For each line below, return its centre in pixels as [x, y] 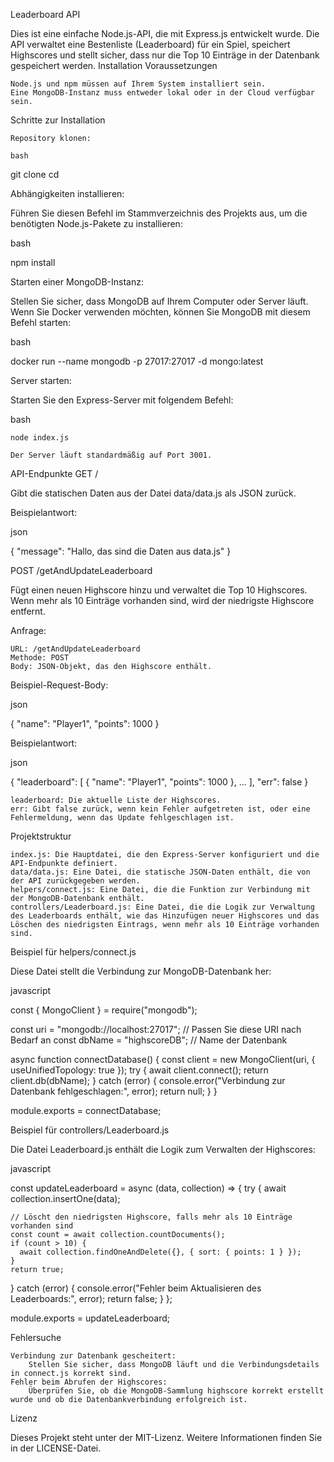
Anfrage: [28, 630]
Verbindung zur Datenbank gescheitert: [93, 1356]
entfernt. [28, 611]
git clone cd [35, 174]
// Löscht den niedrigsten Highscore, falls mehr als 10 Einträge [151, 1217]
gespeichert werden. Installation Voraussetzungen [114, 65]
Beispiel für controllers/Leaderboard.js [90, 1130]
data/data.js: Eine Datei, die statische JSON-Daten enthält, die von [160, 872]
